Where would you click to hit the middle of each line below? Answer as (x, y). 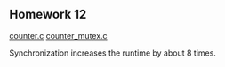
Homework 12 (48, 15)
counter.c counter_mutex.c (59, 35)
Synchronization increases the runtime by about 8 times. (112, 53)
